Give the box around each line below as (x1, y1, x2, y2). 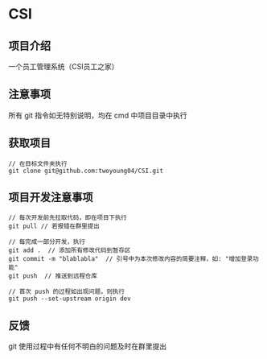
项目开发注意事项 (8, 191, 93, 204)
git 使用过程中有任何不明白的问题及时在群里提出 (8, 341, 167, 351)
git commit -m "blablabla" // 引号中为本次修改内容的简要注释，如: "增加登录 (8, 255, 253, 263)
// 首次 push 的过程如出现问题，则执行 (8, 287, 125, 296)
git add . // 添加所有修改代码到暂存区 (8, 246, 131, 254)
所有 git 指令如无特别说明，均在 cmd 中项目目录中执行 (8, 110, 187, 120)
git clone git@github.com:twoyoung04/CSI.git (8, 167, 163, 175)
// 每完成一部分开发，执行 (8, 238, 86, 246)
